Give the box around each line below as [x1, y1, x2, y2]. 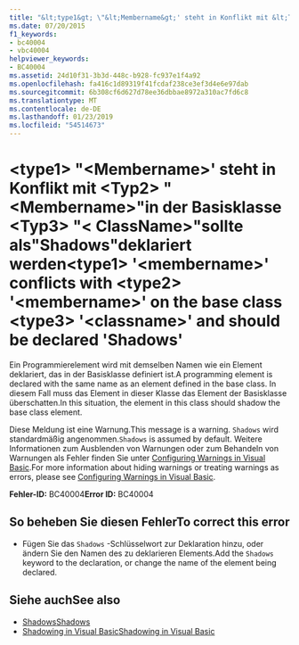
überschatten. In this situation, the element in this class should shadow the [9, 397, 280, 408]
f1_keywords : [9, 29, 58, 38]
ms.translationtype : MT [9, 95, 98, 105]
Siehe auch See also [9, 592, 121, 608]
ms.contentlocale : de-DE [9, 104, 101, 113]
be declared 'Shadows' [9, 330, 183, 351]
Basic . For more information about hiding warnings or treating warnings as [9, 461, 279, 473]
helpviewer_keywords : [9, 54, 90, 63]
